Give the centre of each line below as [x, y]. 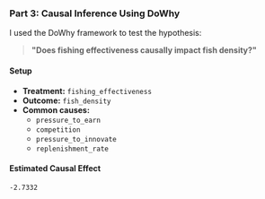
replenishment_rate [72, 149]
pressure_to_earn [68, 120]
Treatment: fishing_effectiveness [87, 91]
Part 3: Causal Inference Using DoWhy [95, 13]
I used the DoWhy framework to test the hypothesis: [106, 33]
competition [58, 130]
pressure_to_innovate [76, 139]
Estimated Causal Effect [55, 169]
